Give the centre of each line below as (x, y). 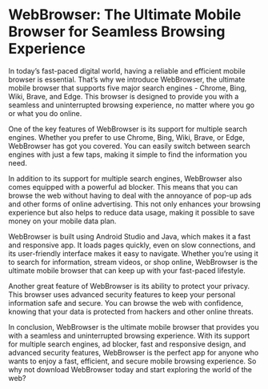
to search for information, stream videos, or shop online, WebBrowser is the (133, 262)
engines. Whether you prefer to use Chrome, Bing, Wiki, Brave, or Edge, (127, 137)
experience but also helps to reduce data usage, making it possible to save (132, 212)
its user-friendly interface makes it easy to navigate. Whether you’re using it (133, 253)
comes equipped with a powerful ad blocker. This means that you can (123, 186)
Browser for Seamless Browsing (117, 32)
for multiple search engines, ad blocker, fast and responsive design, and (127, 344)
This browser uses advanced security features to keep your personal (122, 295)
